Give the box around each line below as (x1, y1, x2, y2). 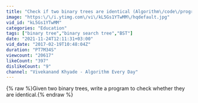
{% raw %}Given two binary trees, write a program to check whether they (6, 85, 185, 92)
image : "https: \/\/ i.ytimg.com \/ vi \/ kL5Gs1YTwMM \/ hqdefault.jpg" (6, 14, 170, 20)
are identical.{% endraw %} (6, 91, 74, 98)
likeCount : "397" (6, 58, 49, 64)
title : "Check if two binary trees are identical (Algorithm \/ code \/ (6, 8, 181, 15)
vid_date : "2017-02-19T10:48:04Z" (6, 42, 91, 48)
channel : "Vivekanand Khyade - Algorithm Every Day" (6, 69, 138, 75)
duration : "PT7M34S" (6, 47, 57, 53)
